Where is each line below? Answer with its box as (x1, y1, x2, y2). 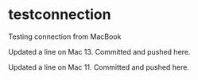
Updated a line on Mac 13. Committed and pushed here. (8, 47, 191, 56)
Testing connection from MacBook (8, 32, 122, 41)
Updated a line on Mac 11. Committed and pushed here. (8, 62, 189, 72)
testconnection (8, 6, 111, 24)
